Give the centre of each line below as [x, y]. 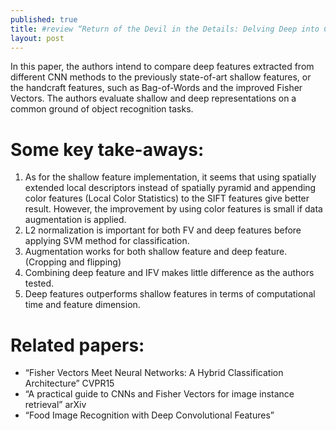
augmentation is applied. [75, 220]
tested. [39, 283]
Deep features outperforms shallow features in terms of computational [170, 294]
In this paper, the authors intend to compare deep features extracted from [162, 67]
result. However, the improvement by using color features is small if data [173, 209]
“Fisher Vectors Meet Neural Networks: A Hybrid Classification [154, 373]
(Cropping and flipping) [73, 262]
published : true [44, 19]
